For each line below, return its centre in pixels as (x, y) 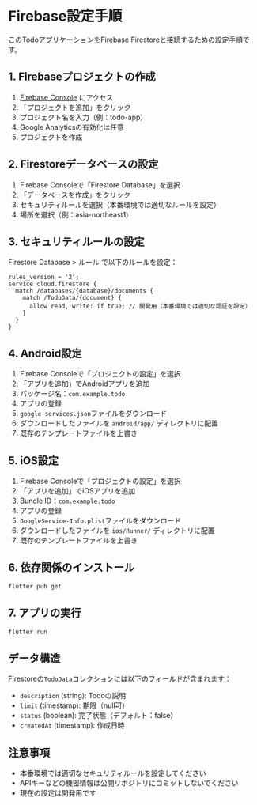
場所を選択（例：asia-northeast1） (76, 214)
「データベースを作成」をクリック (75, 195)
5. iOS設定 (34, 461)
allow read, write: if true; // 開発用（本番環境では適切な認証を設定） (140, 306)
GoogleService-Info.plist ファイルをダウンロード (100, 520)
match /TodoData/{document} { (72, 298)
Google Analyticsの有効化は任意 (72, 127)
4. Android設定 (45, 353)
